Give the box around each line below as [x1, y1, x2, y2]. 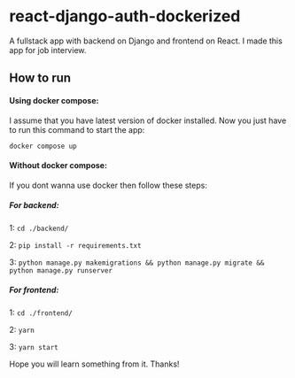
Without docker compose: [9, 160, 108, 171]
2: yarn [9, 324, 35, 335]
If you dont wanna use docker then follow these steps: [9, 180, 208, 190]
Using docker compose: [9, 95, 99, 105]
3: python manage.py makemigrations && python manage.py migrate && [9, 257, 265, 267]
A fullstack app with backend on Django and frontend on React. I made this [9, 35, 283, 46]
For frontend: [9, 285, 59, 296]
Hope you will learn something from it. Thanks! [9, 359, 180, 369]
